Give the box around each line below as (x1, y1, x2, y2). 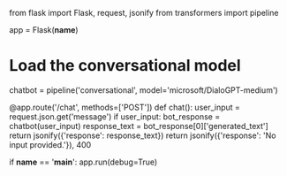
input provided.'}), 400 (9, 139, 92, 149)
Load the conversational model (9, 56, 241, 76)
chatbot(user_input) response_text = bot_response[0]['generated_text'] (9, 120, 269, 131)
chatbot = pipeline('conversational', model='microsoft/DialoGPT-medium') (9, 84, 278, 96)
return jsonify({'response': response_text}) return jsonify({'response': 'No (9, 130, 276, 141)
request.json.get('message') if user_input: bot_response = (9, 111, 221, 122)
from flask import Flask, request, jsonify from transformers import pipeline (9, 8, 279, 18)
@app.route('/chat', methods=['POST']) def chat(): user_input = (9, 102, 241, 112)
